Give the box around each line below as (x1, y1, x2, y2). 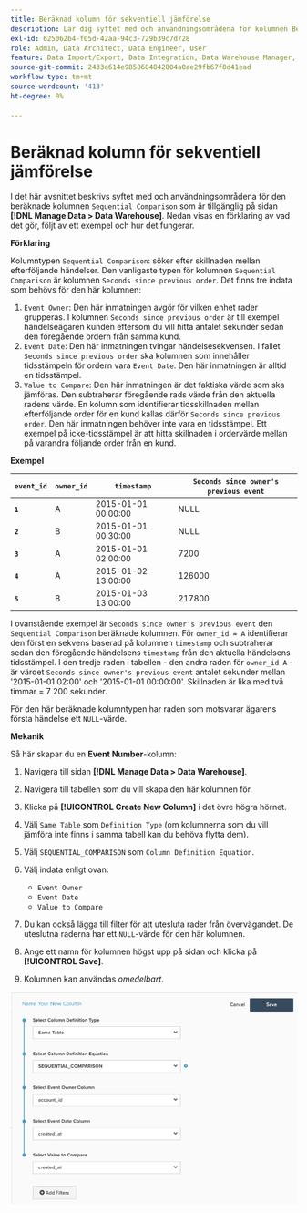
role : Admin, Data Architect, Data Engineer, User (10, 44, 207, 53)
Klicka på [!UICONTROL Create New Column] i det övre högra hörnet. (23, 801, 287, 812)
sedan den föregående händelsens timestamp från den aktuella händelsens (10, 647, 291, 658)
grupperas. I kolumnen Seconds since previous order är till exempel (23, 312, 280, 323)
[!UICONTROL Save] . (23, 955, 104, 966)
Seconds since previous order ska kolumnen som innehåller (23, 351, 250, 362)
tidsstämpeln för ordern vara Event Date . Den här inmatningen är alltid (23, 360, 287, 371)
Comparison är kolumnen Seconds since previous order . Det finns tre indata (10, 274, 292, 286)
